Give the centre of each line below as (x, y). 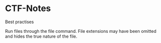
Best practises (20, 22)
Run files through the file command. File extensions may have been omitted (81, 31)
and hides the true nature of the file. (41, 36)
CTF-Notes (28, 8)
